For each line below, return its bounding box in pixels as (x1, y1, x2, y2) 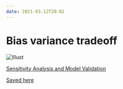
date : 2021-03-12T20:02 (6, 8, 65, 15)
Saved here (6, 76, 34, 83)
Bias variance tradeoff (6, 34, 118, 47)
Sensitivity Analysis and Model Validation (6, 65, 106, 72)
